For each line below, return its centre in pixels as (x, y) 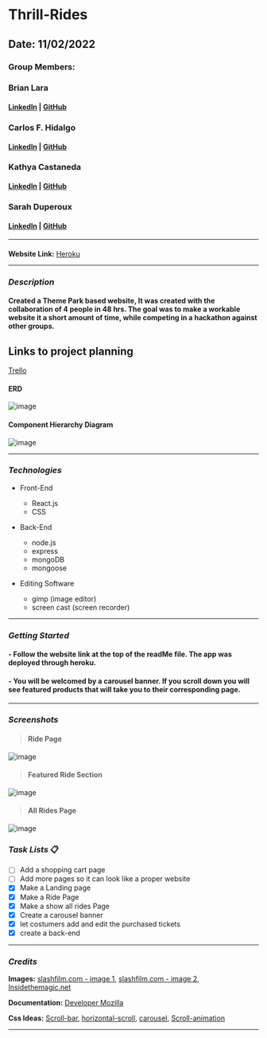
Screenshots (33, 720)
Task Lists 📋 (34, 849)
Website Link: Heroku (44, 253)
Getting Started (39, 635)
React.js (44, 503)
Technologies (35, 470)
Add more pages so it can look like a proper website (105, 879)
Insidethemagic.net (40, 987)
